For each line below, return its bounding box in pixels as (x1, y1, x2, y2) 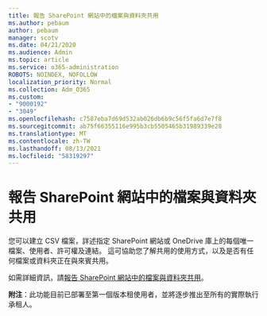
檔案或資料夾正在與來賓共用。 (14, 256, 113, 266)
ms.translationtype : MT (8, 129, 87, 137)
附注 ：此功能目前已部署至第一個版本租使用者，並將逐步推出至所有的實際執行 (8, 290, 259, 299)
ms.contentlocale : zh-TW (8, 137, 91, 145)
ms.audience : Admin (8, 48, 73, 56)
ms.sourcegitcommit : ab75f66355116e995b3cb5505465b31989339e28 (8, 122, 222, 130)
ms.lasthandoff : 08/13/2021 (8, 145, 102, 152)
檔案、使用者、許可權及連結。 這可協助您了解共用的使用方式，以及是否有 (8, 246, 247, 256)
